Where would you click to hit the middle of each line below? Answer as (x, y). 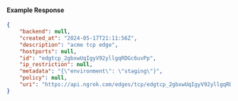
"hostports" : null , (48, 51)
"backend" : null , (45, 32)
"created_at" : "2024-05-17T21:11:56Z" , (79, 38)
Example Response (36, 10)
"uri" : (29, 85)
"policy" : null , (44, 78)
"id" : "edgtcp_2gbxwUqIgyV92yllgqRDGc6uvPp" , (88, 58)
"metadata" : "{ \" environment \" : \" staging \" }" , (91, 71)
